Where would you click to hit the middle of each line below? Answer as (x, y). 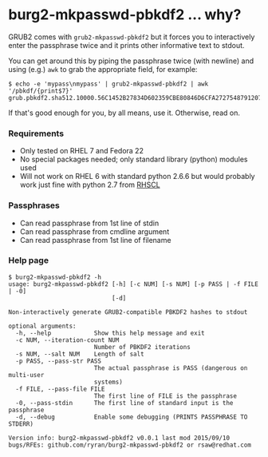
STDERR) (21, 424)
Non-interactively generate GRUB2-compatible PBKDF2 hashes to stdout (128, 312)
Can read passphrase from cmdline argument (95, 231)
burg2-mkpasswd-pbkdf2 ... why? (125, 15)
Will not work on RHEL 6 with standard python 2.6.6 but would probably (137, 177)
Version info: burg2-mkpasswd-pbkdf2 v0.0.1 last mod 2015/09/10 (119, 438)
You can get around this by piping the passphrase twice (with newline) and (131, 61)
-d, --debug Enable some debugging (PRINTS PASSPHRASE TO (132, 417)
